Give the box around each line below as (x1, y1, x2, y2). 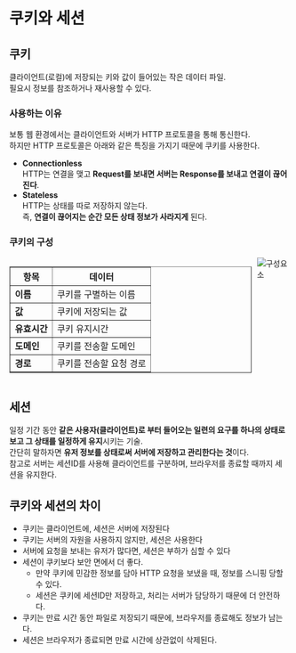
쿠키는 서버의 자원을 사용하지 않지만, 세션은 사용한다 (21, 535, 203, 545)
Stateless (21, 190, 59, 200)
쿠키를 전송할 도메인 (56, 339, 136, 352)
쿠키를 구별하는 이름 (56, 288, 136, 300)
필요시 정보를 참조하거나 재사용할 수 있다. (9, 83, 152, 94)
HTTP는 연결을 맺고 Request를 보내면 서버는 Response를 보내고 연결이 (21, 168, 271, 179)
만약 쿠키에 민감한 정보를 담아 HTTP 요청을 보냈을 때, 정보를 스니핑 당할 (35, 567, 284, 579)
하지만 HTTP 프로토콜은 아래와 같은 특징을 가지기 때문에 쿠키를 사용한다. (9, 140, 260, 151)
